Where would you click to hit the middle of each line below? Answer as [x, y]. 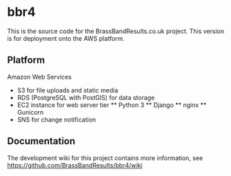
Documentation [41, 141]
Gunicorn [30, 112]
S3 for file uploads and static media [68, 90]
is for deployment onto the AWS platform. [66, 38]
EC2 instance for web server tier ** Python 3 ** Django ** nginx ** [112, 105]
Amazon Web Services [40, 77]
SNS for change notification [57, 119]
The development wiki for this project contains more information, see [105, 158]
